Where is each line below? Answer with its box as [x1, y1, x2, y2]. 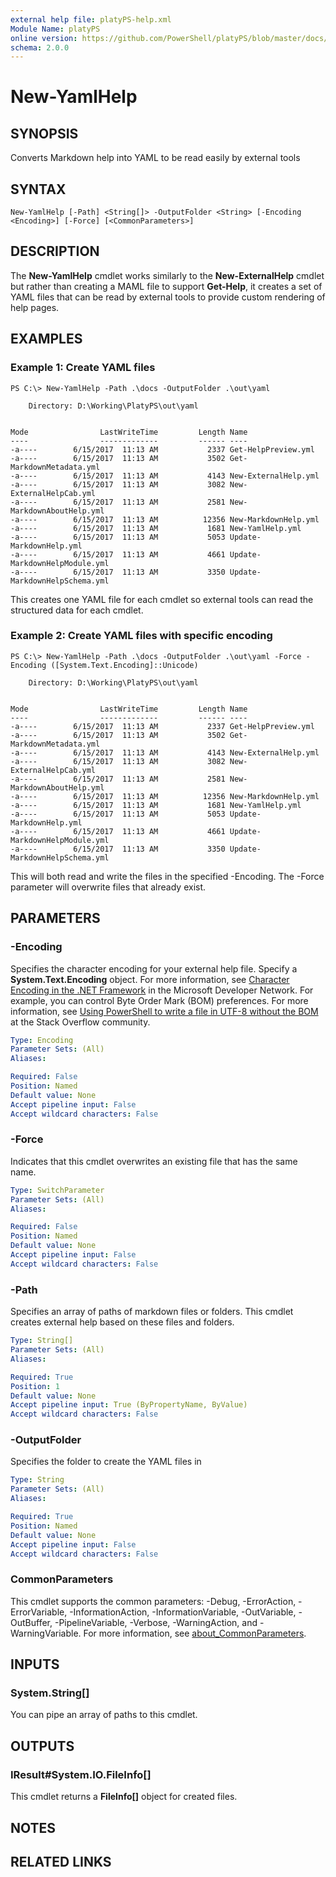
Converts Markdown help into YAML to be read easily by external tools [10, 152, 301, 164]
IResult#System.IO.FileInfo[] [10, 1767, 152, 1781]
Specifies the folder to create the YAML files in [10, 1456, 202, 1468]
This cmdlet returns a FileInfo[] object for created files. [10, 1791, 238, 1803]
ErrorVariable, [10, 1606, 68, 1618]
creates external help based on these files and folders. [10, 1316, 235, 1328]
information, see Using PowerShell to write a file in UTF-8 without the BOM [10, 1005, 319, 1017]
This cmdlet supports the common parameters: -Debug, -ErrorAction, [10, 1595, 297, 1607]
